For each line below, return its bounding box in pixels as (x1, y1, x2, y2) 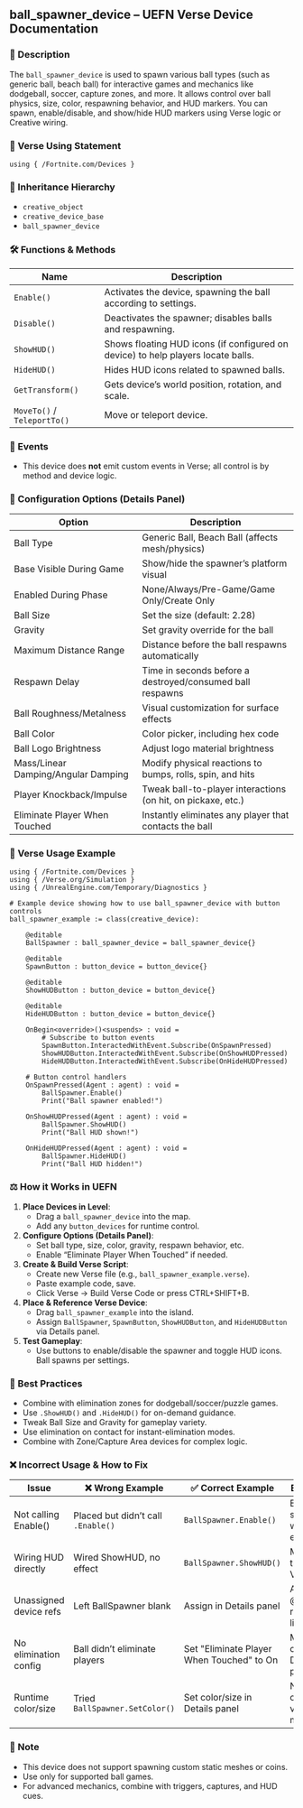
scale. (104, 389, 130, 402)
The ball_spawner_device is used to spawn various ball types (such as (9, 69, 271, 79)
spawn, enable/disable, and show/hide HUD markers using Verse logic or (9, 107, 281, 118)
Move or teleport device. (104, 408, 208, 421)
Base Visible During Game (14, 563, 124, 576)
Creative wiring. (9, 116, 69, 127)
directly (14, 1562, 47, 1575)
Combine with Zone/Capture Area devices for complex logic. (22, 1436, 248, 1447)
